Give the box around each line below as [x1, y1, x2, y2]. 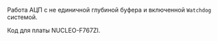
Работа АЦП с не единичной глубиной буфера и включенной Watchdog [7, 6, 211, 14]
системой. [7, 13, 38, 21]
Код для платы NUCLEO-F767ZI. [7, 27, 101, 34]
